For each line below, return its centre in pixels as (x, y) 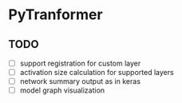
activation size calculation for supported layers (97, 73)
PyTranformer (55, 15)
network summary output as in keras (80, 81)
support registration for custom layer (80, 63)
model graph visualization (62, 90)
